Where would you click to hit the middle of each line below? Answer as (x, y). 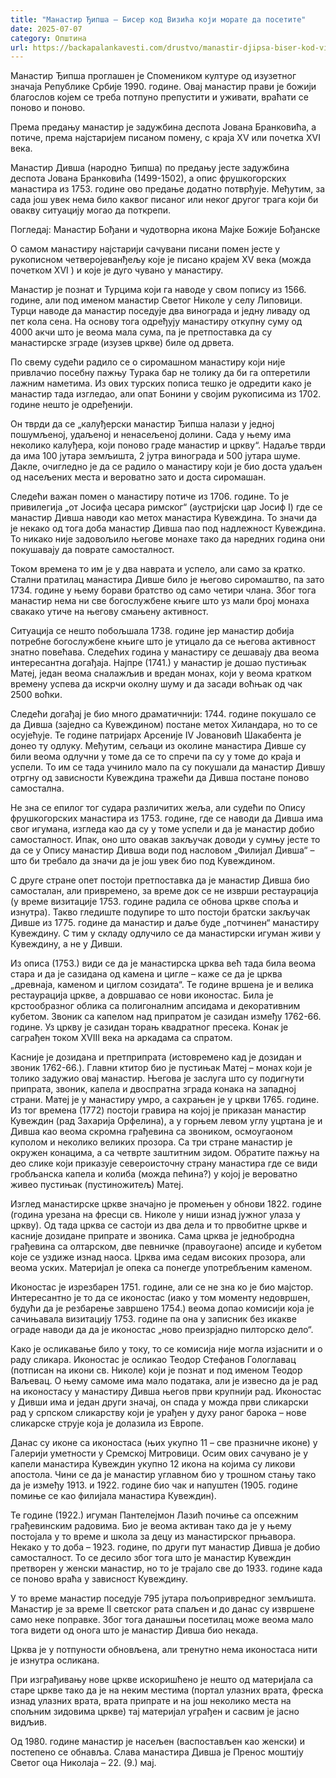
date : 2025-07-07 (46, 29)
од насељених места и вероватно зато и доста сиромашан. (138, 477)
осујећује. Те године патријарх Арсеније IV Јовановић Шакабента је (156, 735)
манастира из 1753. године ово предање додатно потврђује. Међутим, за (168, 189)
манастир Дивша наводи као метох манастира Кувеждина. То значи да (164, 518)
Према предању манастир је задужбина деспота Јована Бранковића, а (163, 127)
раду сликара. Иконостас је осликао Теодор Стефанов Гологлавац (153, 1360)
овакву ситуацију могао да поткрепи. (91, 210)
